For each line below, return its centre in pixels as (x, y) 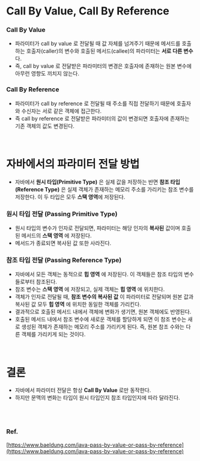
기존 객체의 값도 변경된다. (45, 126)
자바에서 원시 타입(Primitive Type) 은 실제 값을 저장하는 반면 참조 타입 (97, 182)
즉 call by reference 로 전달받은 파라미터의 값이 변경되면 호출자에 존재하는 (102, 118)
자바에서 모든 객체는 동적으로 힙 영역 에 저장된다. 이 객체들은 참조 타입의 (99, 274)
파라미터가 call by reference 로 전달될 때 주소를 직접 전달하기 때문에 (95, 103)
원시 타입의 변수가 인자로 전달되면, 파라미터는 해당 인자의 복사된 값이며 (97, 228)
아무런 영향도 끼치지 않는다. (47, 74)
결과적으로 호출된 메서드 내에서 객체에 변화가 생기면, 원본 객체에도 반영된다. (103, 312)
